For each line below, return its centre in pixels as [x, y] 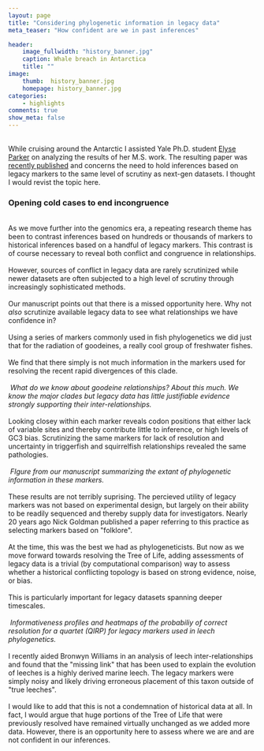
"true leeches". [32, 690]
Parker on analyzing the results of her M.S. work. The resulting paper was [128, 157]
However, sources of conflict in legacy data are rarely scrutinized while [123, 270]
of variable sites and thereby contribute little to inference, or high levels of [128, 430]
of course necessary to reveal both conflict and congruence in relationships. [132, 253]
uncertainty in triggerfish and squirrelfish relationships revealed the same [127, 446]
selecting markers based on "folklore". [70, 531]
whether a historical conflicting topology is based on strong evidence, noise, [132, 573]
